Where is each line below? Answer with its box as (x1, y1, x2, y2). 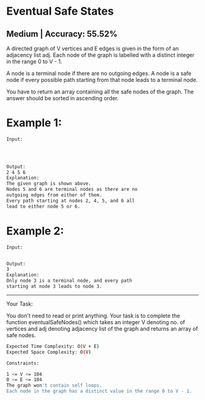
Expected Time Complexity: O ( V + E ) (6, 343, 99, 349)
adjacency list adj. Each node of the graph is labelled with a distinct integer (6, 51, 195, 59)
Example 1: (6, 116, 62, 130)
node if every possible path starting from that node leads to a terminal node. (6, 76, 198, 83)
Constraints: (6, 360, 40, 366)
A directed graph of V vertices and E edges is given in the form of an (6, 45, 179, 52)
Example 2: (6, 224, 64, 238)
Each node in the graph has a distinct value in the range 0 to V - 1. (6, 388, 192, 394)
